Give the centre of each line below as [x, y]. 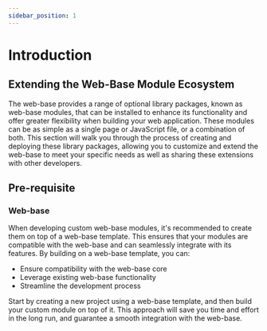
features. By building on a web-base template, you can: [99, 254]
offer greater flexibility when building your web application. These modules [132, 120]
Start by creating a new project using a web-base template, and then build [130, 301]
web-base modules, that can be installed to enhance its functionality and [128, 112]
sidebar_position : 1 [43, 16]
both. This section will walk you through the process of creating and [120, 137]
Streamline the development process [80, 286]
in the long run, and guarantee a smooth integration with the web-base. [126, 318]
